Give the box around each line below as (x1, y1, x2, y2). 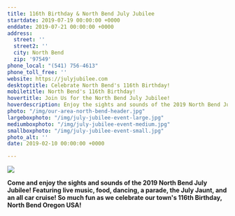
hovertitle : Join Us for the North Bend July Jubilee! (7, 95, 171, 102)
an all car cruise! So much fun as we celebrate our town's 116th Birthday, (7, 194, 222, 202)
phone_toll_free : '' (7, 69, 68, 75)
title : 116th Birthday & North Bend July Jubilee (7, 10, 155, 17)
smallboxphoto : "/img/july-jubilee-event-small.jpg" (7, 127, 164, 134)
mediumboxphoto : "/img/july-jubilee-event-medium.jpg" (7, 120, 171, 128)
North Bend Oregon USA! (7, 201, 82, 210)
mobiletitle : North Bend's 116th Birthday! (7, 88, 136, 95)
